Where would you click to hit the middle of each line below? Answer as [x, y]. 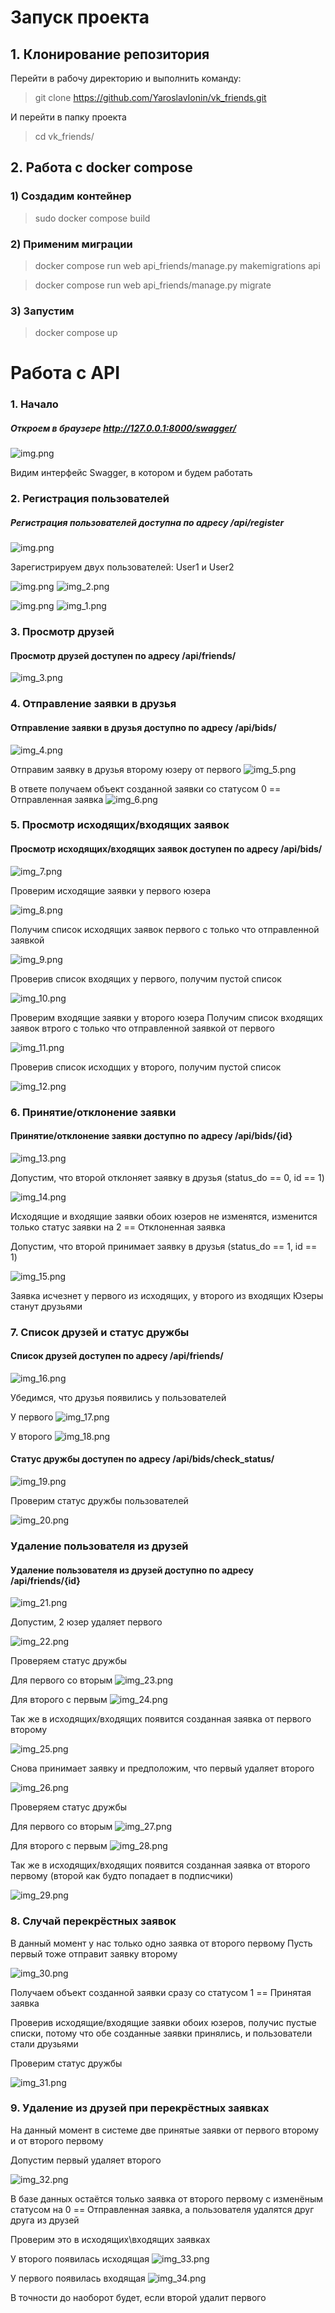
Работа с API [65, 373]
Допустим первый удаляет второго [86, 2160]
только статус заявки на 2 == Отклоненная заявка [118, 1227]
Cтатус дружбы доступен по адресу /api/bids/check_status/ [142, 1459]
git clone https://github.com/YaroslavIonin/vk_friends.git [150, 97]
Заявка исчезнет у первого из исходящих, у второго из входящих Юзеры [167, 1295]
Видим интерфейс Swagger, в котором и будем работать [131, 473]
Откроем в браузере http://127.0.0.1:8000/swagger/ [123, 428]
